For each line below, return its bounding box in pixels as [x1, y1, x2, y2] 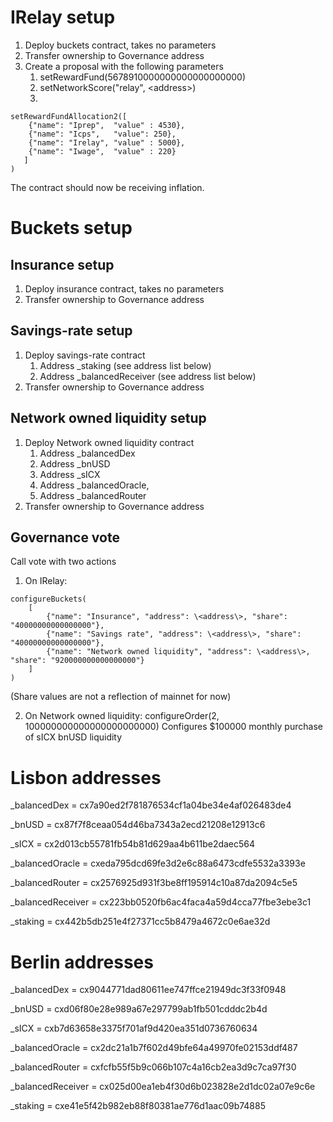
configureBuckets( [10, 594, 87, 605]
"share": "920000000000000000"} [10, 656, 145, 666]
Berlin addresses [10, 951, 154, 973]
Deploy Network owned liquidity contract [24, 436, 195, 448]
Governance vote [10, 529, 120, 546]
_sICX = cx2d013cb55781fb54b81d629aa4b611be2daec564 [10, 838, 256, 850]
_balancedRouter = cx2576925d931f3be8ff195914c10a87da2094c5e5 [10, 877, 298, 889]
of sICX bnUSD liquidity [24, 731, 123, 743]
